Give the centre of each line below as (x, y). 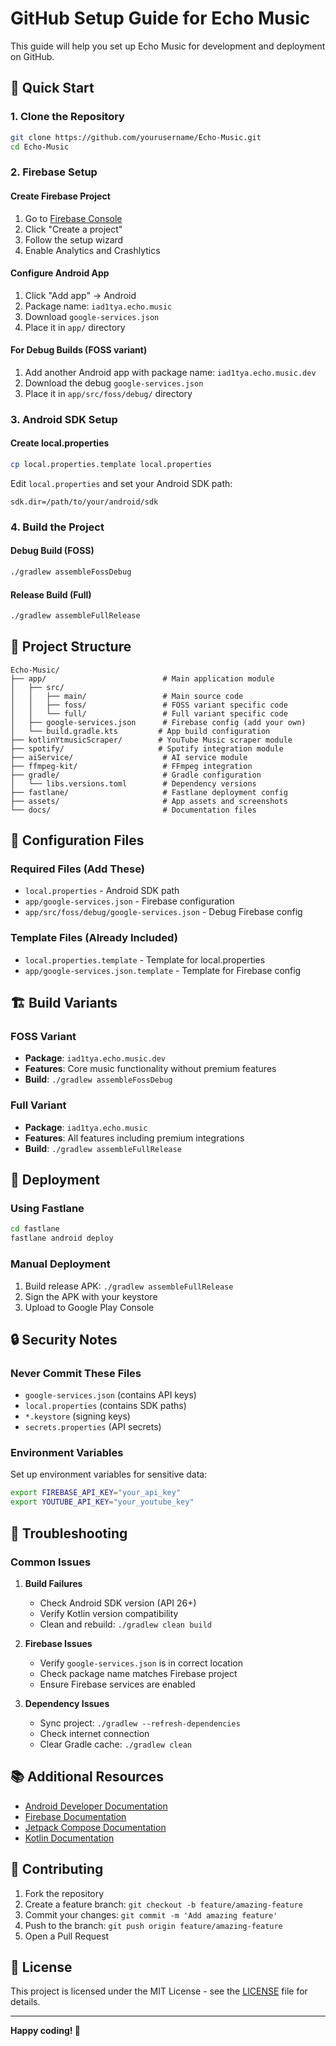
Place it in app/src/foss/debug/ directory (108, 393)
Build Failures (53, 1583)
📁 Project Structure (71, 647)
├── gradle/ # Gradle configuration (136, 775)
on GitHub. (32, 56)
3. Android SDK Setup (64, 419)
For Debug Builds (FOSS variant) (79, 350)
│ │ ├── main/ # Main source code (127, 696)
